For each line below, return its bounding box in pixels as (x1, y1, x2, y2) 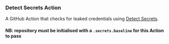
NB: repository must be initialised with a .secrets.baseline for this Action (5, 27, 164, 33)
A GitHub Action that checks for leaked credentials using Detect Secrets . (5, 16, 159, 22)
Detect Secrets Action (5, 4, 61, 11)
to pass (5, 33, 22, 39)
